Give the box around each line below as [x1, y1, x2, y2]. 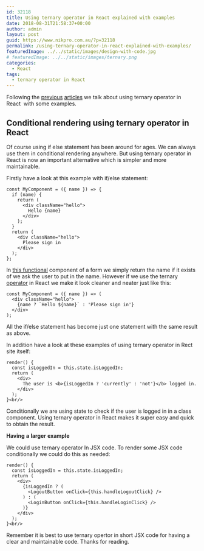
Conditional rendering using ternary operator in [6, 118, 189, 128]
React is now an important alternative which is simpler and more [6, 156, 167, 163]
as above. [6, 329, 31, 337]
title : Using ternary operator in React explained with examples [6, 15, 175, 21]
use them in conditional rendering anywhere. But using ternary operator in [6, 150, 192, 157]
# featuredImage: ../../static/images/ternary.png [6, 54, 137, 60]
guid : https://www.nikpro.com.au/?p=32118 [6, 37, 115, 43]
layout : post [6, 32, 39, 38]
